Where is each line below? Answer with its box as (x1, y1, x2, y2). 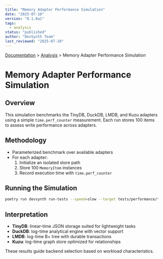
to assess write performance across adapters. (5, 122, 97, 128)
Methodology (5, 136, 47, 145)
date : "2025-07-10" (5, 12, 45, 17)
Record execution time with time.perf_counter (19, 170, 113, 176)
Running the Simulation (5, 184, 78, 192)
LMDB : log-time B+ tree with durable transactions (12, 234, 112, 240)
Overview (5, 99, 35, 107)
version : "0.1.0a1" (5, 16, 45, 21)
